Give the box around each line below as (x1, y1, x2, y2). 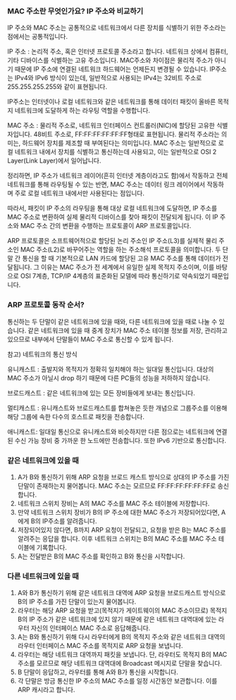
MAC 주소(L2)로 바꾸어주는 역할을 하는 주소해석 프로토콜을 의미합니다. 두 (20, 245, 221, 254)
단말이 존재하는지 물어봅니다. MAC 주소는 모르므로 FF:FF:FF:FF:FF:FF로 (17, 481, 216, 490)
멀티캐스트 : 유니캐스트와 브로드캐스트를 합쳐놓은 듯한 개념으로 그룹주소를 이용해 (7, 404, 228, 412)
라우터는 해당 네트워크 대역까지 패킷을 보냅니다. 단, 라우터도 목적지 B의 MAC (17, 650, 228, 659)
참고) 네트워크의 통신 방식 (7, 350, 77, 358)
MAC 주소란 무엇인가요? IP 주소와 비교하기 (7, 6, 144, 15)
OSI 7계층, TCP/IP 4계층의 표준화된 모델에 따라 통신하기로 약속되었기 (20, 272, 211, 280)
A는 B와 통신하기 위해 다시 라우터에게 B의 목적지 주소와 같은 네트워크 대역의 (17, 632, 225, 642)
